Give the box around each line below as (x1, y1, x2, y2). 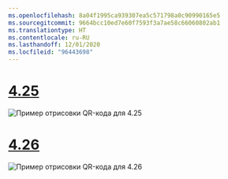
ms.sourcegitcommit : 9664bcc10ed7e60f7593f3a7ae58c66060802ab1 (8, 19, 221, 27)
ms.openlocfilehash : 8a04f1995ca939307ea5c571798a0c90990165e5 (8, 11, 221, 20)
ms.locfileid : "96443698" (8, 48, 93, 56)
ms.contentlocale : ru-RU (8, 33, 90, 42)
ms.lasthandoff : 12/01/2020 (8, 41, 101, 49)
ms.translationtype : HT (8, 26, 87, 34)
